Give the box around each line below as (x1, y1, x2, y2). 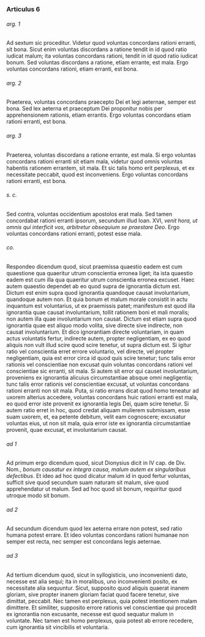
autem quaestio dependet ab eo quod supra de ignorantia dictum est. (6, 282, 182, 290)
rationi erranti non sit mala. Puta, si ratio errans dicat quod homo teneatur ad (6, 386, 199, 394)
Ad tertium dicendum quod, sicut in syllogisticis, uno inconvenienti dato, (6, 571, 188, 579)
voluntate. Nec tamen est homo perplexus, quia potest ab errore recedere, (6, 617, 194, 624)
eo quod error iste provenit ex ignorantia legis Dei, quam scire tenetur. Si (6, 400, 189, 407)
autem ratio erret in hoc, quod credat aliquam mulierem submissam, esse (6, 406, 191, 413)
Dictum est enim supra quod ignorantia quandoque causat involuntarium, (6, 289, 190, 296)
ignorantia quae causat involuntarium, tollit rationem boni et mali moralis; (6, 308, 190, 316)
